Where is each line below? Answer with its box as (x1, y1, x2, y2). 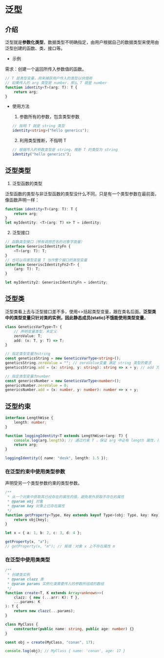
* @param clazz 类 (7, 577, 44, 582)
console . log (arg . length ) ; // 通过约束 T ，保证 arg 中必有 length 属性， (14, 438, 158, 443)
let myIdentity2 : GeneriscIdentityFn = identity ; (5, 280, 108, 285)
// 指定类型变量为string (5, 351, 50, 356)
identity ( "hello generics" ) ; (12, 152, 72, 157)
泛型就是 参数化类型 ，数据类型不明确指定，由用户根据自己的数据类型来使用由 (5, 40, 159, 45)
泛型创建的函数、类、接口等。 (5, 45, 65, 51)
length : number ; (14, 420, 47, 425)
